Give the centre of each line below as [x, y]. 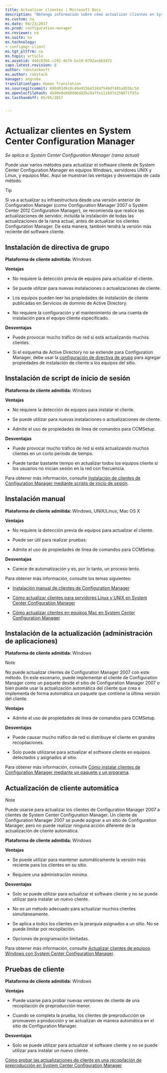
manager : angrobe [23, 79]
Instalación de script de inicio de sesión [68, 378]
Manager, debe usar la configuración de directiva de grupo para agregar [86, 358]
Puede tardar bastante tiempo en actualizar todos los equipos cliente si [85, 463]
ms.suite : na [19, 38]
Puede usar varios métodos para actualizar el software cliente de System [80, 165]
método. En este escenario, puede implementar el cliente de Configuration [81, 678]
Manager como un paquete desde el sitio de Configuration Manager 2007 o [83, 683]
